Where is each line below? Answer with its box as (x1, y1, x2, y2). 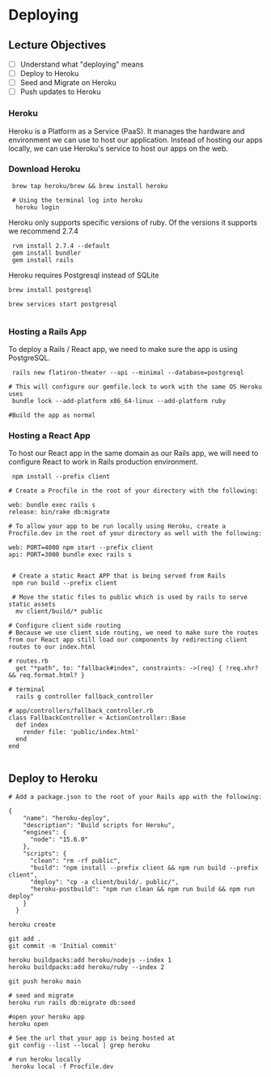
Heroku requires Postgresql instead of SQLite (8, 270, 159, 280)
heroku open (8, 1020, 49, 1028)
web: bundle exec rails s (8, 501, 95, 509)
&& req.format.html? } (8, 672, 85, 680)
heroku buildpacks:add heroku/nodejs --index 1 (8, 956, 172, 964)
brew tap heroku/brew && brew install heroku (11, 182, 168, 190)
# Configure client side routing (8, 622, 121, 630)
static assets (8, 600, 57, 609)
